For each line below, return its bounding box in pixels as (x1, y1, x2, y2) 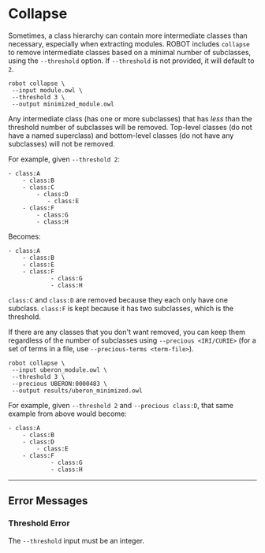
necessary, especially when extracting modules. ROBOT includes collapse (8, 39, 250, 48)
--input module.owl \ (11, 86, 83, 95)
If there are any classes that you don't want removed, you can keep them (8, 327, 246, 336)
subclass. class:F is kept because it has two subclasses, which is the (8, 303, 234, 313)
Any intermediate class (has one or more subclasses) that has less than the (8, 113, 252, 123)
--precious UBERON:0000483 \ (11, 380, 108, 388)
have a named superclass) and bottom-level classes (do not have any (8, 131, 234, 140)
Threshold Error (8, 518, 70, 529)
